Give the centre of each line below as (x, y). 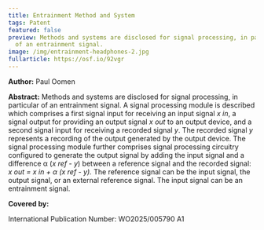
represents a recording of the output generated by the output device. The (127, 138)
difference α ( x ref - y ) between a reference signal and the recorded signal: (130, 163)
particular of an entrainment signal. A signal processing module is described (132, 105)
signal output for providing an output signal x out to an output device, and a (130, 122)
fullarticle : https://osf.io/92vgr (66, 60)
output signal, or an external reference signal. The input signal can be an (126, 180)
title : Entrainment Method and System (71, 15)
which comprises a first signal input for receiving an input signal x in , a (122, 113)
